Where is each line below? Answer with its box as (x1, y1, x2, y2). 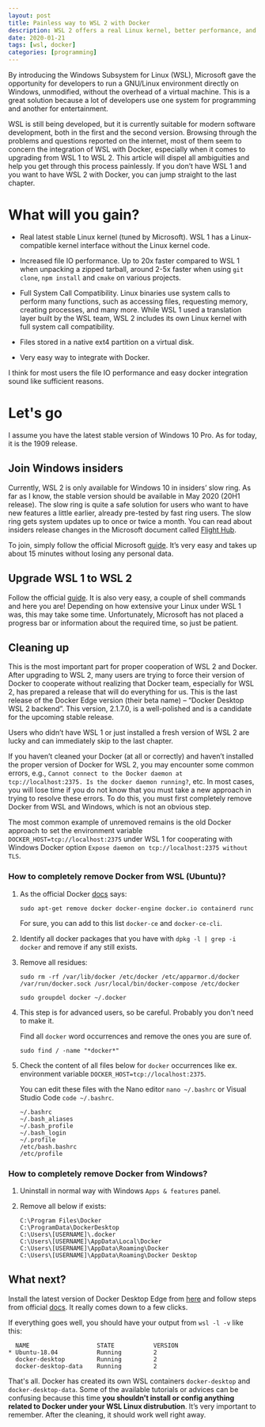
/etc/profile (19, 1150, 63, 1157)
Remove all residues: (19, 957, 88, 967)
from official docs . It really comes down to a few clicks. (8, 1302, 188, 1312)
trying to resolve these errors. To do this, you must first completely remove (8, 794, 252, 803)
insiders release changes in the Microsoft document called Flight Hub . (8, 525, 237, 534)
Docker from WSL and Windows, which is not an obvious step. (8, 802, 212, 812)
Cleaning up (8, 641, 70, 654)
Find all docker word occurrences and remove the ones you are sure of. (19, 1031, 252, 1041)
